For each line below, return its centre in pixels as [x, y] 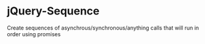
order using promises [34, 34]
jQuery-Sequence [53, 11]
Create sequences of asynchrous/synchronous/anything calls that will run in [103, 28]
